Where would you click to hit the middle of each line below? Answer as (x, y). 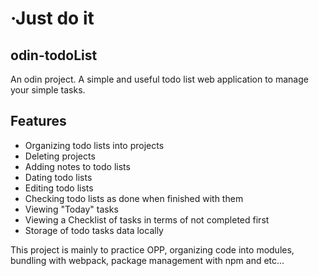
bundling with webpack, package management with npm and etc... (147, 260)
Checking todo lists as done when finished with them (134, 198)
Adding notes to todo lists (77, 166)
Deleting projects (60, 156)
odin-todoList (54, 55)
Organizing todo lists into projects (94, 145)
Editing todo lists (59, 188)
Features (38, 121)
